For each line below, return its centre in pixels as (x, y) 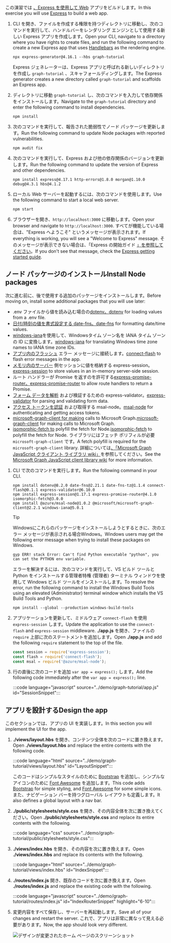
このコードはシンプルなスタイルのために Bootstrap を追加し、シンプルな (89, 777)
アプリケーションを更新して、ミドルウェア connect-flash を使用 (80, 618)
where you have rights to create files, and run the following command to (88, 42)
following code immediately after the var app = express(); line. (79, 677)
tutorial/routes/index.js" (37, 902)
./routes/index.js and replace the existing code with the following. (82, 886)
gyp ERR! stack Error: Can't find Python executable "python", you (85, 555)
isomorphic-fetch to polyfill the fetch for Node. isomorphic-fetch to (82, 429)
